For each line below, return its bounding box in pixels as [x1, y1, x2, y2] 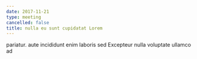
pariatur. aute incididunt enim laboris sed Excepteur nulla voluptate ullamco [6, 41, 191, 48]
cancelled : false [6, 19, 50, 25]
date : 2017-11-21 [6, 8, 50, 15]
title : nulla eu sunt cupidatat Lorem [6, 25, 103, 31]
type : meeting [6, 14, 42, 20]
